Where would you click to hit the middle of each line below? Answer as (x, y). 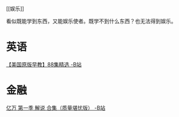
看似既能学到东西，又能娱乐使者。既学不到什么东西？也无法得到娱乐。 (91, 21)
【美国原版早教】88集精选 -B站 (44, 64)
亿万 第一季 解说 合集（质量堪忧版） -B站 (56, 108)
